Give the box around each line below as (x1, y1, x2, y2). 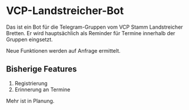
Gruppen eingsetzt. (6, 36, 53, 43)
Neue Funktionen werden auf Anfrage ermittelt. (6, 47, 121, 54)
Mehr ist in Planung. (6, 97, 55, 104)
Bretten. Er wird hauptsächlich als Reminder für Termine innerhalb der (6, 29, 175, 36)
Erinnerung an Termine (14, 86, 71, 93)
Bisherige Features (6, 64, 77, 74)
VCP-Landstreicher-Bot (6, 4, 124, 18)
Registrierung (14, 80, 48, 87)
